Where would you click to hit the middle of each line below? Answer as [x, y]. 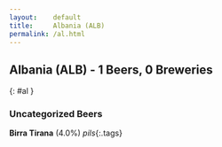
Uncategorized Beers [56, 114]
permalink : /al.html [48, 34]
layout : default [45, 17]
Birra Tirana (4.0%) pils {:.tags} [66, 133]
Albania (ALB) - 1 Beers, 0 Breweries [111, 70]
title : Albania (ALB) [57, 26]
